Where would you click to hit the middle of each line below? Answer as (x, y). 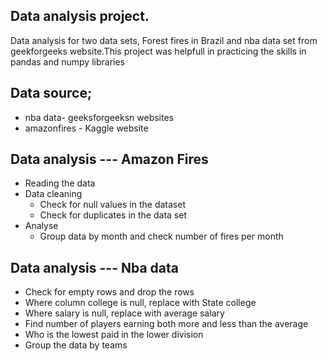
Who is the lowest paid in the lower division (114, 335)
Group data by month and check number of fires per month (161, 236)
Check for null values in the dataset (112, 205)
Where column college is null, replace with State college (140, 303)
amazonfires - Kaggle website (86, 128)
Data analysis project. (80, 16)
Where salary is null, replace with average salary (124, 313)
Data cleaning (53, 194)
